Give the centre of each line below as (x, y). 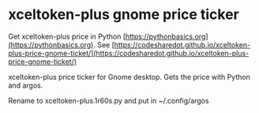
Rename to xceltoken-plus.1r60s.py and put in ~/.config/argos (109, 100)
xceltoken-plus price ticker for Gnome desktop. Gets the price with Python (129, 77)
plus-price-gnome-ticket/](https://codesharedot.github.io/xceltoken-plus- (129, 53)
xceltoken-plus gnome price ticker (124, 15)
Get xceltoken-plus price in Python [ (67, 36)
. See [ (104, 44)
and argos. (26, 85)
